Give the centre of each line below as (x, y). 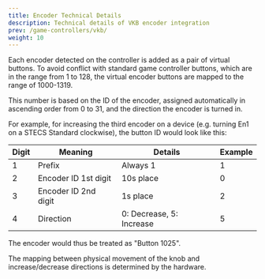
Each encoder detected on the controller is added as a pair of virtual (119, 60)
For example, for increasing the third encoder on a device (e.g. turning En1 (129, 124)
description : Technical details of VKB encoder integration (109, 23)
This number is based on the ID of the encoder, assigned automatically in (127, 100)
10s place (140, 179)
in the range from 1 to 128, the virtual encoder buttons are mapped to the (126, 77)
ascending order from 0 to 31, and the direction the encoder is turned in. (125, 109)
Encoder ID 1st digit (75, 179)
